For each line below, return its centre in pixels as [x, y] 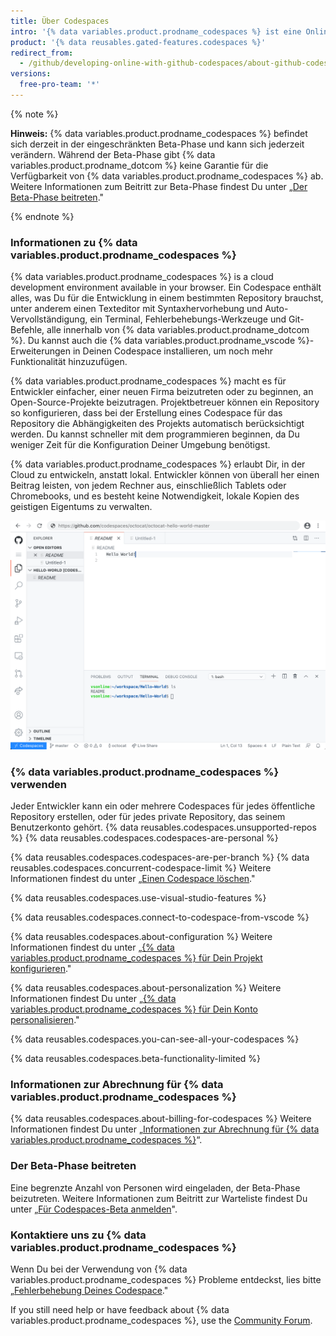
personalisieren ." [45, 1020]
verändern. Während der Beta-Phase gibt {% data [113, 154]
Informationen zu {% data [74, 242]
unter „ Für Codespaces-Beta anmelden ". [94, 1209]
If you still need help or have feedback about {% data [120, 1310]
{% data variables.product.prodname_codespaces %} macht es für [148, 381]
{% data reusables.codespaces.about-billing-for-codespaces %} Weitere [161, 1119]
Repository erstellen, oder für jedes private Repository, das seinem [148, 817]
